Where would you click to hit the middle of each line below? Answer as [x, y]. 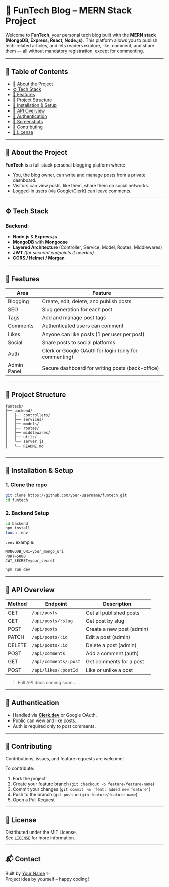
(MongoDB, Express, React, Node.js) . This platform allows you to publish [81, 40]
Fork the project [29, 778]
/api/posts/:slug [53, 621]
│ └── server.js [24, 441]
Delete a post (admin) [111, 645]
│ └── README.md [24, 446]
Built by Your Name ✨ [28, 874]
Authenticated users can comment [83, 326]
